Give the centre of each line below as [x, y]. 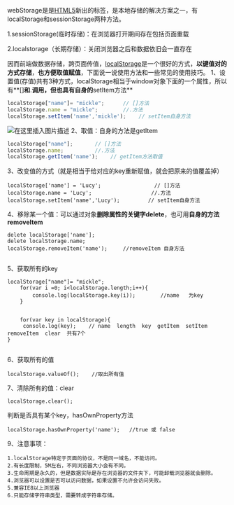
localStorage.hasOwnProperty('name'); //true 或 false [92, 430]
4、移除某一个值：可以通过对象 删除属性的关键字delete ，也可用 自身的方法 [114, 214]
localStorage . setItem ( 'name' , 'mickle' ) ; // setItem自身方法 [99, 116]
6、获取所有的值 [31, 360]
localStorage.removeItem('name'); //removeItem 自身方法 [96, 249]
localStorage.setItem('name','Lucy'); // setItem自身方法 [104, 201]
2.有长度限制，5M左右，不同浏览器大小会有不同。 [68, 466]
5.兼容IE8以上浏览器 [34, 488]
